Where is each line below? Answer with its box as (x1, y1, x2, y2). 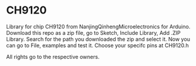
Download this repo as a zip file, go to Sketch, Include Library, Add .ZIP (6, 29, 181, 36)
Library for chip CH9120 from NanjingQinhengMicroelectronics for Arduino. (6, 23, 191, 30)
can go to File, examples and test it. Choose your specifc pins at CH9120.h (6, 42, 189, 49)
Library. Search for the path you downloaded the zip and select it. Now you (6, 35, 191, 42)
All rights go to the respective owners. (6, 53, 100, 60)
